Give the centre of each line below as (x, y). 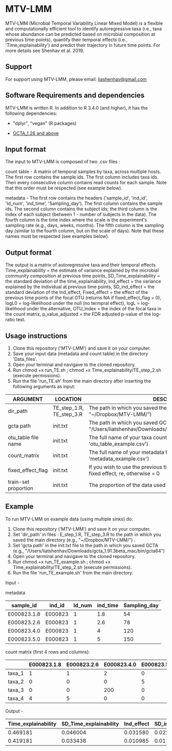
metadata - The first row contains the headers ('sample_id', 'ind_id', (76, 198)
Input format (26, 149)
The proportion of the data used (127, 485)
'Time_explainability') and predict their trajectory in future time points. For (83, 45)
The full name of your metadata (127, 452)
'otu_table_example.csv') (119, 444)
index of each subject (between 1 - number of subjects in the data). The (81, 215)
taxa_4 (16, 698)
